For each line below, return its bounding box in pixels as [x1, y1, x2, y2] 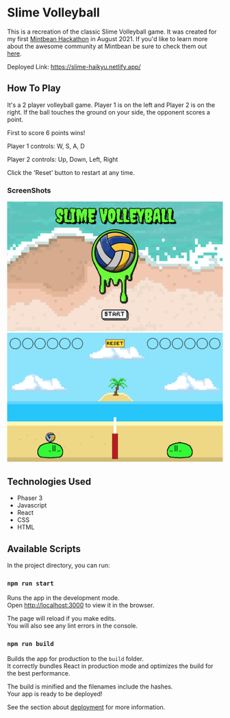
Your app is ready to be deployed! [7, 689, 103, 697]
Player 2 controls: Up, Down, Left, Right [7, 155, 118, 163]
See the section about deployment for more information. [7, 703, 166, 711]
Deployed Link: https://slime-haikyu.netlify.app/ [7, 62, 142, 71]
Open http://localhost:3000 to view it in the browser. [7, 601, 155, 610]
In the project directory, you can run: [7, 561, 110, 570]
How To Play [7, 82, 62, 94]
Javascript [16, 501, 47, 510]
